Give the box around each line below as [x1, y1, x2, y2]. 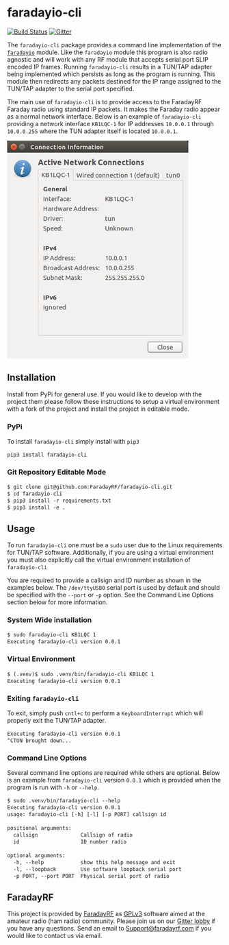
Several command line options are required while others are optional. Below [7, 769, 220, 777]
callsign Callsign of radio [13, 832, 133, 839]
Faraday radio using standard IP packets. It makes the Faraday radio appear [7, 105, 221, 113]
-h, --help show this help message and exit [13, 859, 176, 866]
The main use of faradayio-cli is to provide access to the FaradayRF [7, 97, 202, 106]
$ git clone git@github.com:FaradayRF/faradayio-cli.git [7, 483, 173, 491]
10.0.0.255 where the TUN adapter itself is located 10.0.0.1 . [7, 127, 178, 135]
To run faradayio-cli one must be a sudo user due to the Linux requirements [7, 541, 223, 549]
